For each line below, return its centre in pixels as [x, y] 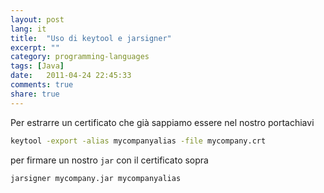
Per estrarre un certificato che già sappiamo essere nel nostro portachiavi [162, 122]
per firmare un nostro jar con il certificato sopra [109, 160]
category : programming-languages [80, 57]
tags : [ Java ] [37, 66]
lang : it [28, 29]
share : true [35, 94]
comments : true [42, 85]
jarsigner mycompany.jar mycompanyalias [96, 178]
